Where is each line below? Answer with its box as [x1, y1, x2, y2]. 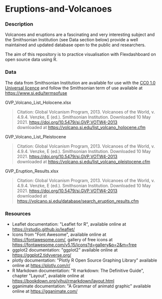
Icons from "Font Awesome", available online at [12, 232, 107, 237]
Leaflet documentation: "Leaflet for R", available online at [12, 221, 127, 227]
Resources [5, 210, 31, 217]
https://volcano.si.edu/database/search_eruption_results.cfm [16, 198, 139, 204]
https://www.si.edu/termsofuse [5, 90, 67, 96]
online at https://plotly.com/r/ [12, 263, 70, 268]
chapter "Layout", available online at [12, 273, 84, 279]
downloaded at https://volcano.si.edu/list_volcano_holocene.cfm [16, 124, 146, 130]
